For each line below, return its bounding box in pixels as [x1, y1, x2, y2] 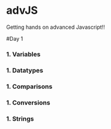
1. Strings [6, 115, 34, 123]
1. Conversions [6, 98, 50, 107]
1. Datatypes [6, 66, 44, 74]
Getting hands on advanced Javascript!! [6, 23, 105, 31]
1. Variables [6, 50, 41, 58]
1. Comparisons [6, 82, 53, 91]
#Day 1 [6, 35, 23, 42]
